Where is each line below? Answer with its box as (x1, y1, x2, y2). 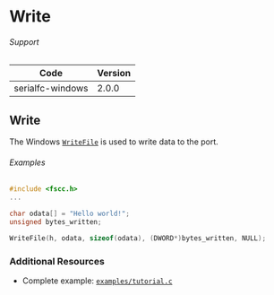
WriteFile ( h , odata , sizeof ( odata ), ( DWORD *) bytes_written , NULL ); (9, 233, 267, 243)
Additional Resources (9, 255, 105, 267)
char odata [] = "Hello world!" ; (9, 209, 130, 219)
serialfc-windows (13, 82, 89, 95)
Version (97, 67, 132, 80)
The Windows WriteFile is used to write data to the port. (9, 136, 219, 147)
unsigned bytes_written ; (9, 218, 102, 227)
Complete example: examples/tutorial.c (21, 275, 173, 286)
